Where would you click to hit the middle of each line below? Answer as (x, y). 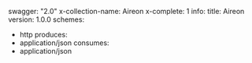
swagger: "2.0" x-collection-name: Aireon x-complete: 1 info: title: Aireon (126, 11)
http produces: (44, 35)
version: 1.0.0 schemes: (46, 19)
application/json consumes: (64, 43)
